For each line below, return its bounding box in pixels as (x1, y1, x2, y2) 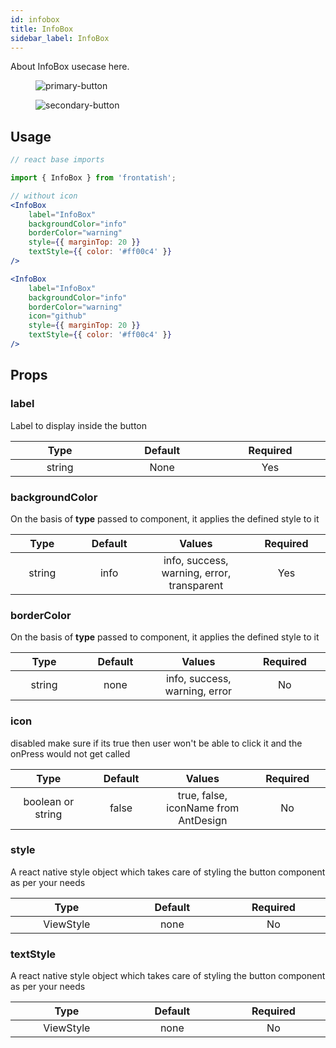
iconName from (166, 801, 240, 815)
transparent (168, 578, 224, 592)
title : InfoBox (10, 24, 74, 34)
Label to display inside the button (10, 419, 148, 431)
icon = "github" (28, 311, 87, 321)
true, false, (177, 788, 228, 802)
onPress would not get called (10, 747, 131, 760)
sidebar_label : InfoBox (10, 33, 110, 43)
